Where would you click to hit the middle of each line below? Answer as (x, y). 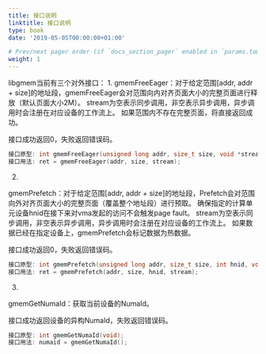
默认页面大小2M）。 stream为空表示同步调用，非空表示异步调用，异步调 (138, 103)
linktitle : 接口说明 (40, 23)
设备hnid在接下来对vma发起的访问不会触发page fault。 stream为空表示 (131, 213)
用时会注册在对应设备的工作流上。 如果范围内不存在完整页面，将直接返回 (127, 112)
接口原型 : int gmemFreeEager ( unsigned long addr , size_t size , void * (125, 154)
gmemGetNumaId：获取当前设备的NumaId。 (81, 303)
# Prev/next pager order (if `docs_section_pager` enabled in (113, 52)
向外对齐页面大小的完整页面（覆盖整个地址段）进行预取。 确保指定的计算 (127, 203)
